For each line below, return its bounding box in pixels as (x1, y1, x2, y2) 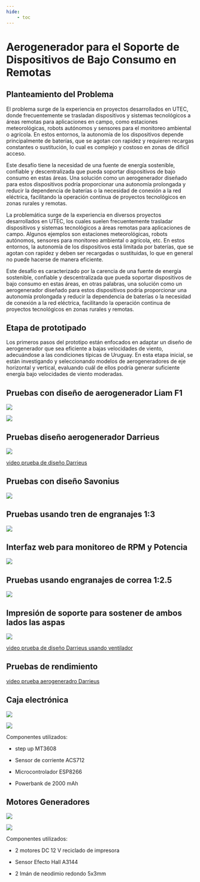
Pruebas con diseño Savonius (6, 477, 120, 487)
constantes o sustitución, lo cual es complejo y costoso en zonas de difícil (6, 143, 190, 150)
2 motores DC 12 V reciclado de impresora (14, 847, 120, 854)
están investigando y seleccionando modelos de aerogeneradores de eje (6, 357, 186, 365)
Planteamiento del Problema (6, 89, 114, 99)
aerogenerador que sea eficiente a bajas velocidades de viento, (6, 345, 163, 352)
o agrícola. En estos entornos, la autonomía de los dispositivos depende (6, 131, 184, 138)
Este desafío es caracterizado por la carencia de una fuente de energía (6, 267, 181, 274)
